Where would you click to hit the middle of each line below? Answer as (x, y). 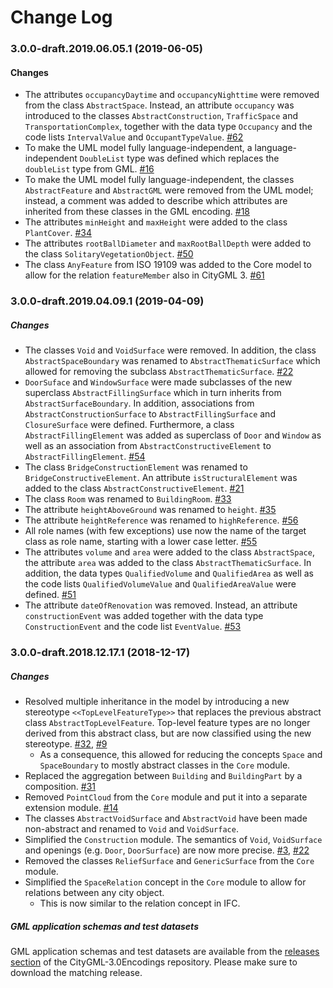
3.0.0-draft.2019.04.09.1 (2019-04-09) (107, 301)
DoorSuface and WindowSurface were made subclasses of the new (158, 382)
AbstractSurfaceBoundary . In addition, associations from (139, 403)
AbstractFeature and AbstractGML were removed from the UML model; (169, 190)
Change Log (61, 17)
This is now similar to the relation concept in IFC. (140, 903)
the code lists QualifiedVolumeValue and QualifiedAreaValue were (160, 584)
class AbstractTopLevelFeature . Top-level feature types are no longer (167, 723)
